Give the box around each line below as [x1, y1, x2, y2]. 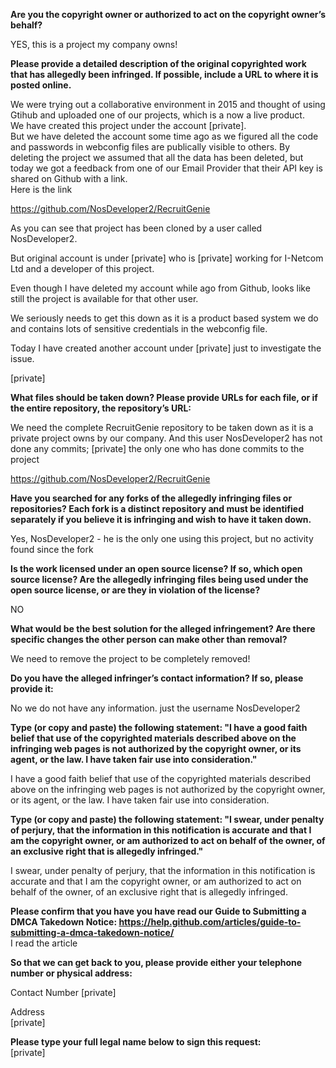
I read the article [10, 937, 78, 949]
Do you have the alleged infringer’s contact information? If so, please [10, 672, 304, 684]
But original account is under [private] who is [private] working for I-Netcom [10, 252, 324, 264]
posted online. [10, 79, 72, 91]
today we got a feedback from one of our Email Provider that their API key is [10, 162, 323, 174]
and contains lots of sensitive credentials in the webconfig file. [10, 323, 268, 334]
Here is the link [10, 184, 73, 195]
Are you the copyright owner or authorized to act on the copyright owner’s [10, 9, 326, 20]
